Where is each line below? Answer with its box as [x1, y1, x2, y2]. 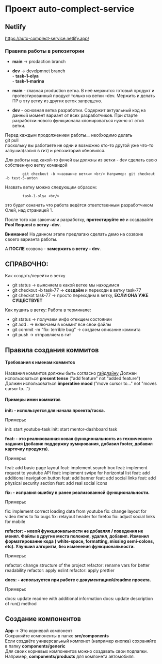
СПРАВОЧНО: [5, 260, 49, 268]
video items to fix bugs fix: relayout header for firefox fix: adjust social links [5, 513, 155, 519]
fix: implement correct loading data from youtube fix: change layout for [5, 508, 147, 514]
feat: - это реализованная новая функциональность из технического [5, 435, 152, 442]
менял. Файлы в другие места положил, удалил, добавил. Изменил [5, 533, 149, 539]
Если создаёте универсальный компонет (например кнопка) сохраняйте [5, 638, 157, 644]
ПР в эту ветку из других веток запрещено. [12, 98, 103, 104]
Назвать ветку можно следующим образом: [5, 184, 97, 190]
